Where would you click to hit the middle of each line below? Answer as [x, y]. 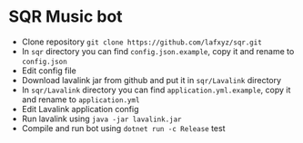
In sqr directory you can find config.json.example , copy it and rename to [158, 51]
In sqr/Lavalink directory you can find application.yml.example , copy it [156, 90]
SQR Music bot [66, 17]
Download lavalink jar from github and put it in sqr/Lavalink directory [151, 80]
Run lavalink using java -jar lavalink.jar [102, 119]
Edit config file [49, 71]
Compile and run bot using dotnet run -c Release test [123, 128]
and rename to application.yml [81, 99]
